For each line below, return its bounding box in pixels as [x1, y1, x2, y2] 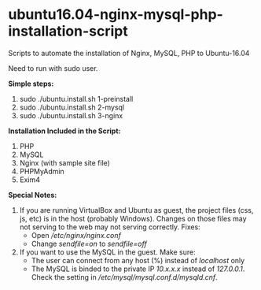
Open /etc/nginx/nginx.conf [31, 230, 122, 240]
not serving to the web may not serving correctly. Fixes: [19, 222, 200, 232]
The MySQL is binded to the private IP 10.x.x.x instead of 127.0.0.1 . [31, 264, 245, 273]
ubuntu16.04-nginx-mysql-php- [8, 6, 224, 24]
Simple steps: [8, 79, 54, 88]
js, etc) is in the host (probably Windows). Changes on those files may [19, 214, 247, 223]
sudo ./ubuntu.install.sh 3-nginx [19, 110, 123, 120]
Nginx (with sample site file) [19, 158, 110, 167]
